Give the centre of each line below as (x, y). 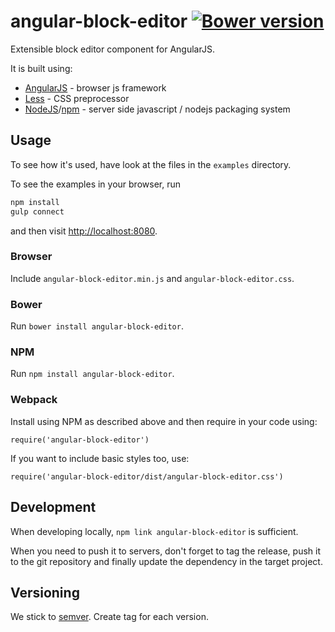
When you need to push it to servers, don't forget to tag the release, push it (165, 551)
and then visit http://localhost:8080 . (84, 231)
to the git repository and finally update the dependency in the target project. (166, 561)
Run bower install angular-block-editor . (97, 326)
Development (53, 507)
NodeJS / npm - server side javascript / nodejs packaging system (157, 109)
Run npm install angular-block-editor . (92, 374)
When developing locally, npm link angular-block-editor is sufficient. (154, 531)
